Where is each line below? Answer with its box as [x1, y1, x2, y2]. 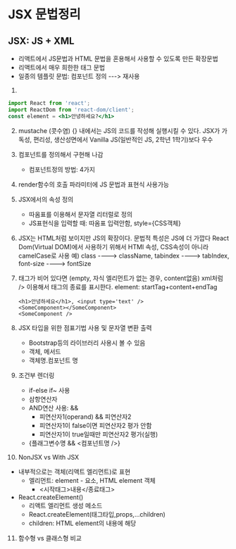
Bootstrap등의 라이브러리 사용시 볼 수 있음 [28, 339, 146, 347]
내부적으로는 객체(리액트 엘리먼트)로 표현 [18, 467, 131, 476]
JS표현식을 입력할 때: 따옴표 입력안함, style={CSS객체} [28, 219, 182, 227]
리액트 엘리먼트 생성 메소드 [28, 501, 103, 510]
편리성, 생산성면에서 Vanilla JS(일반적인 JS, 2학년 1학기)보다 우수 [33, 135, 213, 144]
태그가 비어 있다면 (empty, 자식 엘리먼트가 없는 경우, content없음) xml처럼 [18, 274, 224, 282]
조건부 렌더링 [18, 371, 55, 379]
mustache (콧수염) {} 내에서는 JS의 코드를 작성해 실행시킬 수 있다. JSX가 [18, 126, 221, 134]
